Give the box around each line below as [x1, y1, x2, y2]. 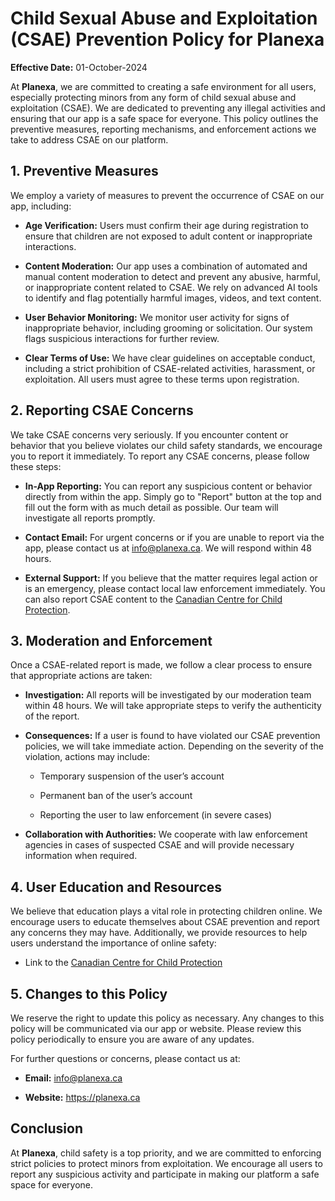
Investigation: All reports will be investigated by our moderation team [24, 689, 312, 701]
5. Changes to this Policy [10, 985, 168, 1002]
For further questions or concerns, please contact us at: [10, 1053, 241, 1064]
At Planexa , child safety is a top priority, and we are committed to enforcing [10, 1147, 322, 1159]
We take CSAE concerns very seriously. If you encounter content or [10, 428, 289, 441]
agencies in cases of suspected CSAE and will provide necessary [24, 839, 295, 851]
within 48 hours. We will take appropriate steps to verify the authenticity [24, 700, 322, 712]
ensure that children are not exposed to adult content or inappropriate [24, 230, 313, 242]
